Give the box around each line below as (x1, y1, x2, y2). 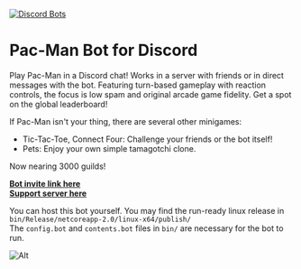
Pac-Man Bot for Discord (9, 41, 198, 60)
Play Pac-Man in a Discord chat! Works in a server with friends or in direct (9, 70, 284, 80)
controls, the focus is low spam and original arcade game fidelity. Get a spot (9, 88, 292, 99)
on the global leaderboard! (9, 98, 108, 109)
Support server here (9, 188, 87, 199)
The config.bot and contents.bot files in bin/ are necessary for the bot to (9, 222, 284, 234)
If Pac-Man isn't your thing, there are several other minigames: (9, 116, 242, 126)
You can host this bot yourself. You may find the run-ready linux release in (9, 205, 285, 216)
